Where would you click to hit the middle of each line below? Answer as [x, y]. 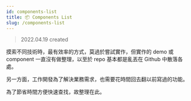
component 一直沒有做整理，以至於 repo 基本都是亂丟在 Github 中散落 [92, 59]
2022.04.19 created [44, 40]
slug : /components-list [36, 23]
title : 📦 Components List [39, 17]
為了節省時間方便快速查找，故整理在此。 [55, 92]
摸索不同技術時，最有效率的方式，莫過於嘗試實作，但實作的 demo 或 [90, 52]
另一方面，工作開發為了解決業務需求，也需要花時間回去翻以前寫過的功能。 [97, 79]
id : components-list [32, 12]
